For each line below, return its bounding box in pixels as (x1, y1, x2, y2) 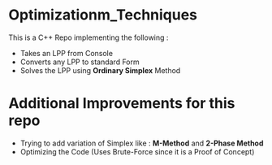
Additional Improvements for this (8, 94, 235, 113)
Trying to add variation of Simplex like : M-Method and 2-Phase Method (19, 138, 264, 148)
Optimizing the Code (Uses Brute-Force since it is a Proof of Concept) (19, 146, 255, 156)
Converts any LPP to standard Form (19, 57, 140, 67)
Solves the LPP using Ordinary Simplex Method (19, 65, 181, 75)
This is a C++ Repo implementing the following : (8, 33, 169, 42)
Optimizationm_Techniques (8, 6, 197, 24)
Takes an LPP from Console (19, 48, 114, 58)
